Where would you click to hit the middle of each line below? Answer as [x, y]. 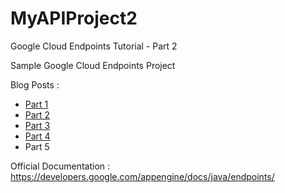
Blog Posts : [35, 84]
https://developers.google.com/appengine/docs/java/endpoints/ [142, 176]
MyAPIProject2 [74, 18]
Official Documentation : [60, 166]
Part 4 [37, 136]
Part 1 [36, 104]
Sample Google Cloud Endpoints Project [93, 65]
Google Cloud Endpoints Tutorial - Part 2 [94, 46]
